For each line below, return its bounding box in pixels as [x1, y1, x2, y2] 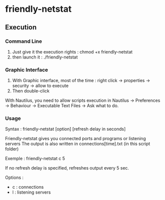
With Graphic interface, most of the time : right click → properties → [12, 78, 150, 84]
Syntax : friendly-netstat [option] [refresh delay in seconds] [5, 126, 126, 132]
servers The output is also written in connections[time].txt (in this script [5, 141, 150, 147]
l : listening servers [12, 189, 51, 195]
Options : [5, 174, 24, 180]
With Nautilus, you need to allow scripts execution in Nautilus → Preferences [5, 97, 161, 104]
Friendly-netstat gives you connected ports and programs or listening [5, 136, 146, 142]
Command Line [5, 38, 42, 45]
